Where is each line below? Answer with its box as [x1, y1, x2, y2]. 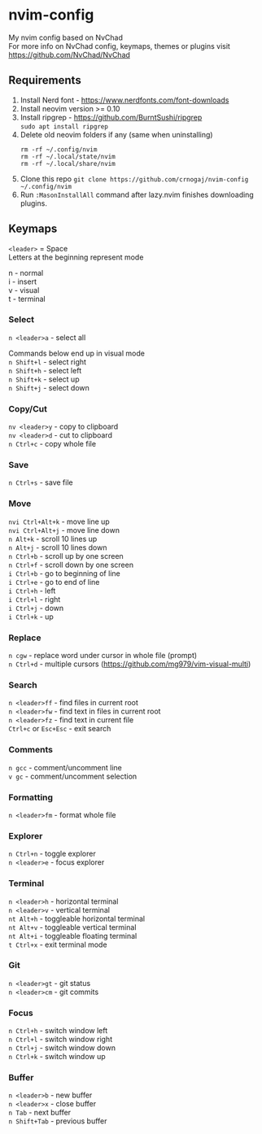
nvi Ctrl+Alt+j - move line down [8, 525, 120, 534]
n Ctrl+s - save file [8, 478, 73, 487]
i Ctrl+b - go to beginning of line [8, 568, 120, 578]
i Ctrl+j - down [8, 603, 64, 613]
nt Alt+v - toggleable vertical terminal [8, 922, 137, 932]
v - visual [8, 285, 40, 294]
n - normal [8, 268, 44, 277]
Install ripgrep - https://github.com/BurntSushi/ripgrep [20, 112, 203, 122]
